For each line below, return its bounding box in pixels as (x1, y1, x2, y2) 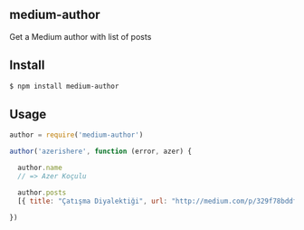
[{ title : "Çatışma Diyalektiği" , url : (17, 196, 168, 206)
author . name (17, 163, 63, 173)
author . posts (17, 187, 67, 197)
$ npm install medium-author (9, 81, 119, 91)
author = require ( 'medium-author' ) (9, 130, 144, 139)
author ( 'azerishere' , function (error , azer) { (9, 147, 193, 157)
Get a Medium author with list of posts (9, 31, 152, 42)
